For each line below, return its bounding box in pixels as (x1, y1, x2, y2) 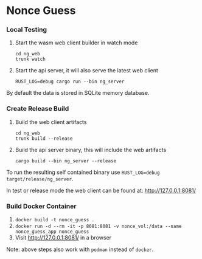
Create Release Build (6, 105, 69, 113)
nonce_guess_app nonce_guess (15, 229, 89, 235)
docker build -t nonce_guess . (15, 217, 95, 223)
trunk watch (15, 56, 46, 63)
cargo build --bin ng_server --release (15, 157, 117, 164)
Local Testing (6, 26, 47, 34)
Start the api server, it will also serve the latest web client (15, 67, 158, 74)
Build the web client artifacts (15, 118, 87, 125)
